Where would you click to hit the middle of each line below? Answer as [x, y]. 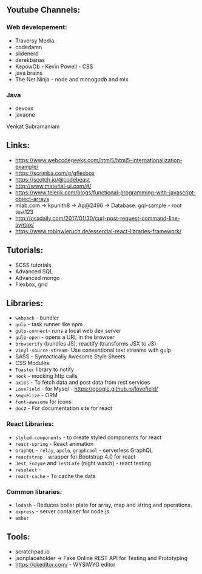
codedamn [29, 47]
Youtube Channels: [43, 10]
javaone [25, 114]
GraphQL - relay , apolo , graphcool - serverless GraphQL [84, 450]
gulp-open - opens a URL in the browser [65, 337]
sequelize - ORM [36, 395]
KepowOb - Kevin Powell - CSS [54, 66]
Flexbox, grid [32, 284]
